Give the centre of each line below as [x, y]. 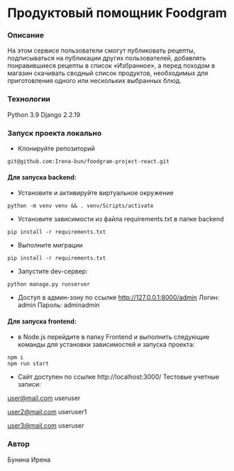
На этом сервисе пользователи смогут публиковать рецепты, [101, 50]
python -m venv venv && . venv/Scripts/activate [80, 206]
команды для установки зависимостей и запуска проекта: [106, 345]
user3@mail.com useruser [46, 426]
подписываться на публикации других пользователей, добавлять [107, 58]
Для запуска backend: [42, 177]
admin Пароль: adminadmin [58, 305]
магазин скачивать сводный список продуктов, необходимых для [108, 73]
